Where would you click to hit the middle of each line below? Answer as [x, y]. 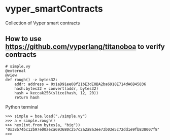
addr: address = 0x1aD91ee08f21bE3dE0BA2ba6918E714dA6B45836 [80, 84]
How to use [23, 39]
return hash [27, 97]
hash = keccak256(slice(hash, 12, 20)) [57, 93]
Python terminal [22, 107]
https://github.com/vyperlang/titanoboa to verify [85, 47]
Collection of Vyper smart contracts [43, 23]
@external [16, 71]
